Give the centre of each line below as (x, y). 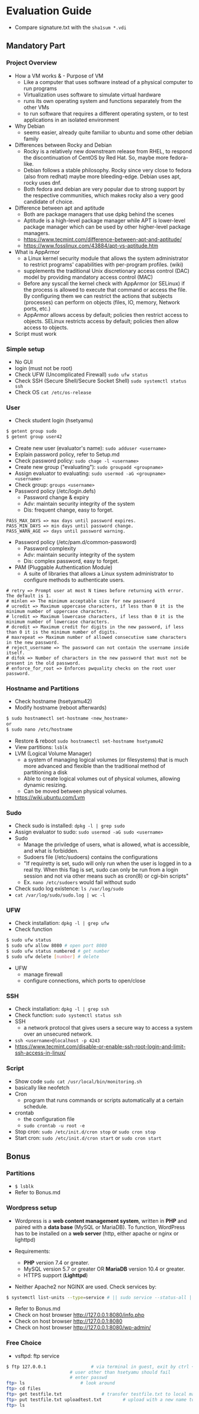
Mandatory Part (36, 46)
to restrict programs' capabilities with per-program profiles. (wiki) (103, 264)
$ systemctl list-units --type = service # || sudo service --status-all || (100, 1297)
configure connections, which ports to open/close (85, 981)
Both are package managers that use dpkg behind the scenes (99, 214)
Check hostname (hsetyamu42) (53, 701)
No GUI (24, 362)
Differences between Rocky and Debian (63, 145)
